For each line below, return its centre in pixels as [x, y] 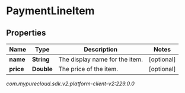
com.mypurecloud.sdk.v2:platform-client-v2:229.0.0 [71, 84]
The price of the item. [88, 69]
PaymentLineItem [50, 11]
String [41, 59]
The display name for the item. [101, 59]
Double [42, 69]
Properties [26, 33]
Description [101, 49]
